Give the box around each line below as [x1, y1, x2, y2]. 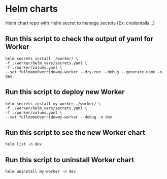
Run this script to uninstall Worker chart [5, 156, 135, 164]
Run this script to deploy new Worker [5, 87, 125, 97]
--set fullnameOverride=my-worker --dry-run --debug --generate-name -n [5, 69, 162, 74]
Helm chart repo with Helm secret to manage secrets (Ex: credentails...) [5, 20, 155, 26]
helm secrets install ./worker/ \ [5, 56, 79, 61]
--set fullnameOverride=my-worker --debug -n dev [5, 114, 113, 120]
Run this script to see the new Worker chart [5, 128, 146, 137]
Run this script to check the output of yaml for [5, 35, 154, 43]
